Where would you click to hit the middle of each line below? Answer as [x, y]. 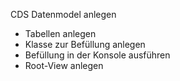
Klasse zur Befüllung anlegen [85, 44]
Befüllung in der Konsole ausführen [97, 55]
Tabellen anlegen [60, 33]
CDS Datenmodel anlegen [63, 14]
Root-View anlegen [64, 65]
